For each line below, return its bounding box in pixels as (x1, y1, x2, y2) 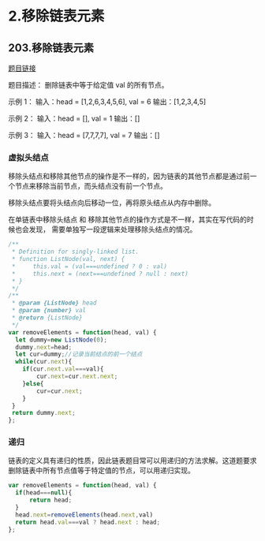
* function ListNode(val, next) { (11, 256, 125, 263)
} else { (22, 379, 44, 387)
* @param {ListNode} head (11, 299, 97, 308)
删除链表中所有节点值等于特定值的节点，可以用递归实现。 (8, 466, 195, 476)
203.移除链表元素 (8, 41, 95, 54)
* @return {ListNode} (11, 314, 83, 322)
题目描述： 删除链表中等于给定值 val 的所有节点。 (8, 80, 169, 89)
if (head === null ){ (15, 489, 73, 497)
